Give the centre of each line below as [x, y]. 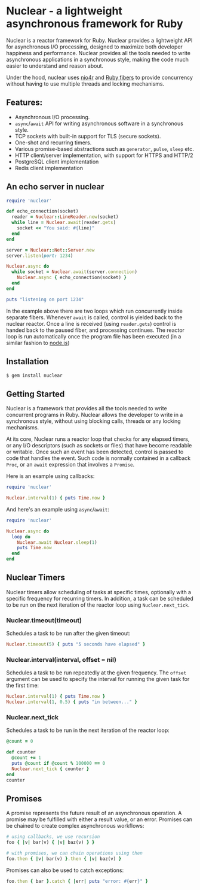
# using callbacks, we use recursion [53, 837]
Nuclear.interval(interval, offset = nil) [61, 659]
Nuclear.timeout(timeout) [44, 620]
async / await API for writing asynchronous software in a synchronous [99, 123]
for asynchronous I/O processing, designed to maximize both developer [95, 47]
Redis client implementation [49, 168]
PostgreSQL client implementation [57, 161]
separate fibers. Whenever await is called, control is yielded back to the [94, 317]
